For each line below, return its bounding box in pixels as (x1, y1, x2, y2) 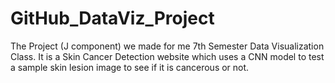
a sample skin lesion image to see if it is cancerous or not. (10, 61, 250, 73)
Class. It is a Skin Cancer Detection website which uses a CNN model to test (10, 50, 325, 62)
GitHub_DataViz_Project (10, 7, 215, 30)
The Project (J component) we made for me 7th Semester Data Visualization (10, 40, 325, 52)
